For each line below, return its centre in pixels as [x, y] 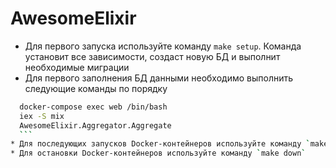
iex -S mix [42, 116]
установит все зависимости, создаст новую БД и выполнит [152, 56]
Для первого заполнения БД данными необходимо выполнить [159, 78]
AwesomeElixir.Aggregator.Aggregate [95, 125]
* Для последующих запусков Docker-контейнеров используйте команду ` [160, 144]
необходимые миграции [77, 67]
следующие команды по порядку [96, 88]
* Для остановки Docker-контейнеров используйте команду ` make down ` [158, 153]
